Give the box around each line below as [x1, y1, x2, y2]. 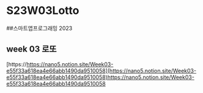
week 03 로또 [6, 44, 57, 55]
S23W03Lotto [6, 4, 79, 18]
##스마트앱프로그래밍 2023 [6, 24, 73, 32]
